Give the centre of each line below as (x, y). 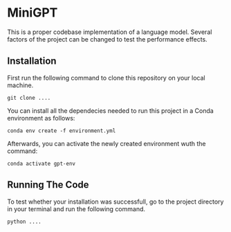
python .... (24, 222)
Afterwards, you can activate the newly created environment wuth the (107, 143)
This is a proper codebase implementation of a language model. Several (110, 32)
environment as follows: (41, 118)
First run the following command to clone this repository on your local (106, 78)
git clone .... (29, 98)
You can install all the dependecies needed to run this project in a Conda (111, 110)
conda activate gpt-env (41, 163)
